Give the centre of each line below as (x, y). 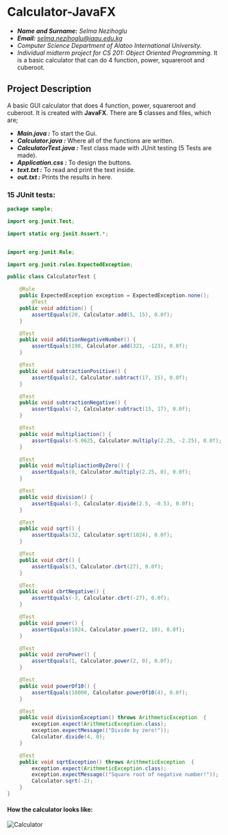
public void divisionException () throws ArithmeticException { (113, 718)
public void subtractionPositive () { (73, 371)
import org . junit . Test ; (41, 221)
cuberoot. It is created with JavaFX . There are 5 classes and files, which (109, 112)
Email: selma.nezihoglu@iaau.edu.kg (70, 38)
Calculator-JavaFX (62, 12)
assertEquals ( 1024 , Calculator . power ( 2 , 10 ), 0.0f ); (109, 629)
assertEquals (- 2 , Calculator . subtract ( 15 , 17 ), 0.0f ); (112, 409)
